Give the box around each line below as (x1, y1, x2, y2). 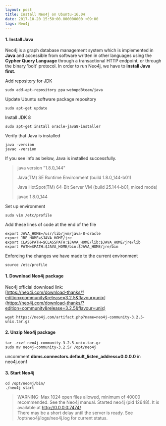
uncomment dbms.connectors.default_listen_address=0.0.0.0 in (5, 353, 141, 359)
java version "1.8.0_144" (17, 165, 66, 171)
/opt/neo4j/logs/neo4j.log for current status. (17, 415, 108, 421)
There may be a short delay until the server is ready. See (17, 410, 133, 416)
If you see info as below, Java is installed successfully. (5, 156, 116, 161)
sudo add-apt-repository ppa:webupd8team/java (5, 88, 103, 93)
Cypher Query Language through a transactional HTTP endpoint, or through (5, 58, 162, 64)
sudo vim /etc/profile (5, 213, 52, 218)
